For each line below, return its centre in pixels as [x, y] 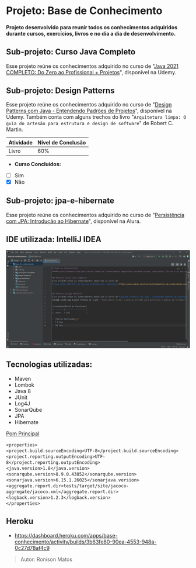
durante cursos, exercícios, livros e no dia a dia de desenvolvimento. [91, 33]
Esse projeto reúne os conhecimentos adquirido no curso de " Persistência [95, 215]
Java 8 [22, 391]
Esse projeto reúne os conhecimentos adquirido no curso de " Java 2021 [92, 66]
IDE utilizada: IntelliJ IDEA [54, 239]
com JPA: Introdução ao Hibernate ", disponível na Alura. [73, 221]
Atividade [21, 142]
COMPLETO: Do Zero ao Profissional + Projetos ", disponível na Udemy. [91, 72]
